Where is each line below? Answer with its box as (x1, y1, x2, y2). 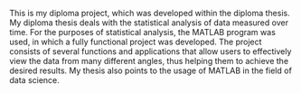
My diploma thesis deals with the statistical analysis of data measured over (9, 17, 289, 28)
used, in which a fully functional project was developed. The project (9, 36, 262, 47)
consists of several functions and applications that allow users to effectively (9, 46, 292, 57)
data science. (9, 75, 61, 85)
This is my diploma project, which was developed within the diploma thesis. (9, 8, 291, 18)
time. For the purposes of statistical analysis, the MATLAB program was (9, 27, 276, 37)
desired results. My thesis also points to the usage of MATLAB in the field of (9, 65, 292, 76)
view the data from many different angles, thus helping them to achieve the (9, 56, 289, 66)
